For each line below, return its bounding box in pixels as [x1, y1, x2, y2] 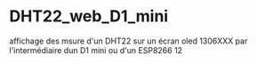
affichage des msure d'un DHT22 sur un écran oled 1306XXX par [9, 35, 248, 46]
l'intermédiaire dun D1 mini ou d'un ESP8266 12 [9, 44, 183, 55]
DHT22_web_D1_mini [9, 6, 169, 27]
